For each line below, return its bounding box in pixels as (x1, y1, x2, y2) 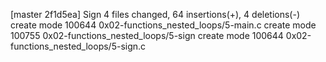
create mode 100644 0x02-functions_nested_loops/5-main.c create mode (10, 19, 317, 31)
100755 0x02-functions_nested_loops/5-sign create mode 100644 (10, 30, 284, 41)
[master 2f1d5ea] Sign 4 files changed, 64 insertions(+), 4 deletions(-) (10, 9, 301, 20)
